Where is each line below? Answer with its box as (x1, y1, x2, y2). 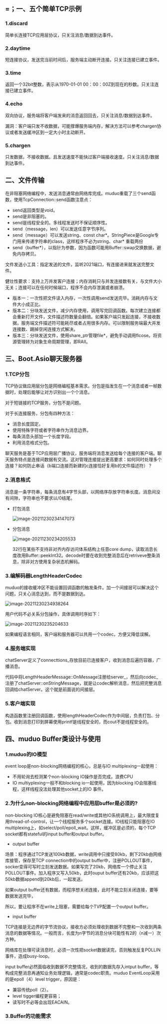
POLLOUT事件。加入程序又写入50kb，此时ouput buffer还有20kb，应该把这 (5, 869, 159, 876)
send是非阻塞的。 (12, 213, 49, 219)
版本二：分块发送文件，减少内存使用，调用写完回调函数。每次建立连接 (12, 307, 157, 313)
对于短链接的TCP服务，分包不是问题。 (5, 400, 83, 406)
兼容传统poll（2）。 (12, 987, 51, 993)
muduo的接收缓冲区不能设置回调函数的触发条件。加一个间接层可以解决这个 (5, 584, 159, 590)
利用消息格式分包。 (12, 440, 52, 446)
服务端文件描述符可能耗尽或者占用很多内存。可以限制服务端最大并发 (21, 320, 161, 326)
